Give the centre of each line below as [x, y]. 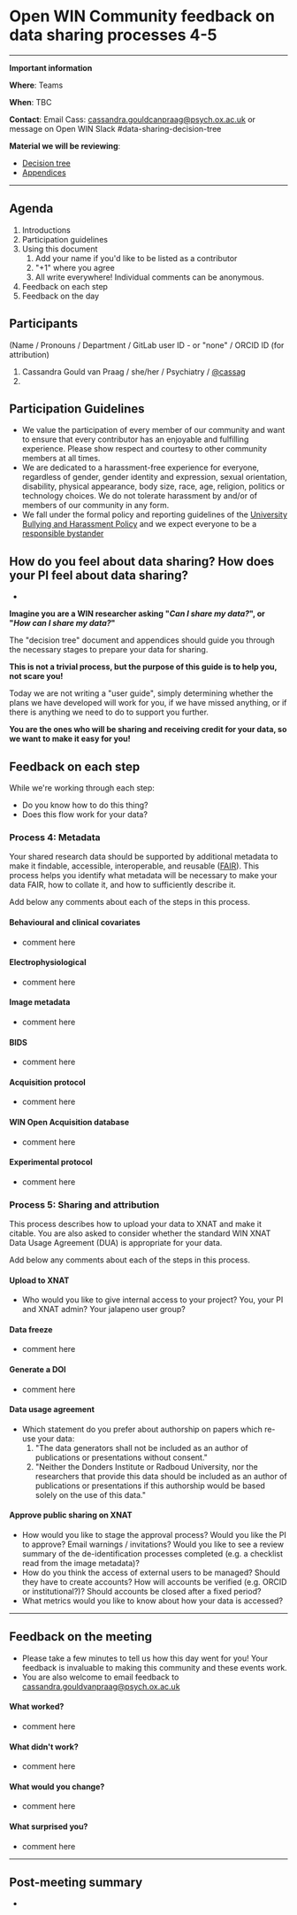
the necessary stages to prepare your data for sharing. [109, 650]
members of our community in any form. [95, 506]
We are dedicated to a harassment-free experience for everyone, [140, 467]
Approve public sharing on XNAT [71, 1515]
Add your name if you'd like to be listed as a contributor [136, 258]
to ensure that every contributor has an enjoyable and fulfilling [135, 439]
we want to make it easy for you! [70, 739]
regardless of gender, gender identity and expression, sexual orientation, [154, 477]
